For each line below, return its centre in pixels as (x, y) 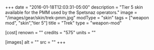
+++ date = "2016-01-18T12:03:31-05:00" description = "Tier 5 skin (74, 7)
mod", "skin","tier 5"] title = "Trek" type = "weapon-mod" (64, 23)
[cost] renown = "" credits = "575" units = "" (50, 32)
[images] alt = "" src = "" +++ (36, 42)
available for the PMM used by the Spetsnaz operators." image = (71, 12)
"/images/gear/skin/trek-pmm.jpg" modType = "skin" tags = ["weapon (77, 18)
